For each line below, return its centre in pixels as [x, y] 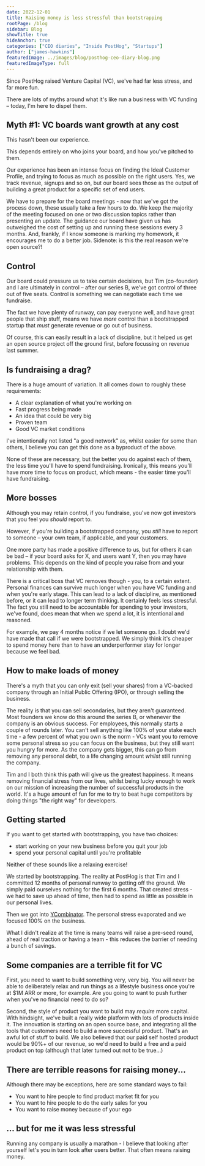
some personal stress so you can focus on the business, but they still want [100, 743]
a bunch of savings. [31, 946]
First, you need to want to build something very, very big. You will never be [100, 980]
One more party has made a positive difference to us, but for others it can [99, 549]
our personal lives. [30, 902]
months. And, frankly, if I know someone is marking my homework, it [93, 234]
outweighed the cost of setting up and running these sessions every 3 [95, 227]
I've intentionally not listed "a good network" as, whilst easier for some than [102, 440]
